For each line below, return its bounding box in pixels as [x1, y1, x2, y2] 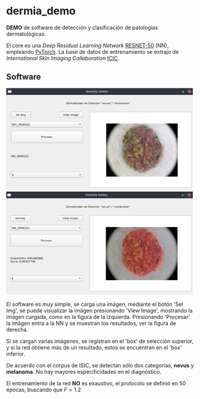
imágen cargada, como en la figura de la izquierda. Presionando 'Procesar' [6, 313, 190, 320]
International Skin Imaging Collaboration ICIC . [6, 54, 119, 62]
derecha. [6, 326, 29, 333]
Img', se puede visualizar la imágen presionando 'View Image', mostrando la [6, 306, 193, 314]
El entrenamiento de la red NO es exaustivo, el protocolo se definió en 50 [6, 379, 186, 386]
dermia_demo [6, 4, 76, 18]
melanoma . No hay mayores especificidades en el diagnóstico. [6, 368, 162, 375]
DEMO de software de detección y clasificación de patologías [6, 24, 158, 31]
